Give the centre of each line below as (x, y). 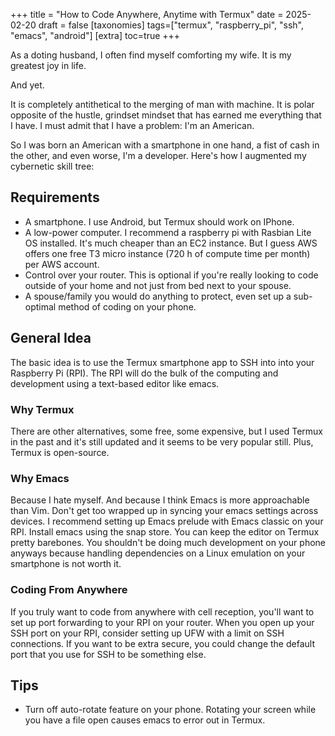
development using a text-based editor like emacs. (115, 383)
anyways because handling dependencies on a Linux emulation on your (158, 553)
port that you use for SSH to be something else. (108, 654)
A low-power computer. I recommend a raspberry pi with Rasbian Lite (168, 232)
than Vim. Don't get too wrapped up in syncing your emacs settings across (164, 511)
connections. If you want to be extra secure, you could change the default (162, 643)
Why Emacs (40, 478)
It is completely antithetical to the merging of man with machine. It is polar (162, 104)
